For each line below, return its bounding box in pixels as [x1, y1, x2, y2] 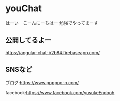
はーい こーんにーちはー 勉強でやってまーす [5, 20, 99, 26]
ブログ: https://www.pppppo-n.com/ [5, 79, 79, 85]
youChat [5, 3, 42, 14]
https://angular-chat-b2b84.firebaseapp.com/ [5, 49, 100, 55]
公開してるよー [5, 36, 52, 45]
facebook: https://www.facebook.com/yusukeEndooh [5, 89, 115, 95]
